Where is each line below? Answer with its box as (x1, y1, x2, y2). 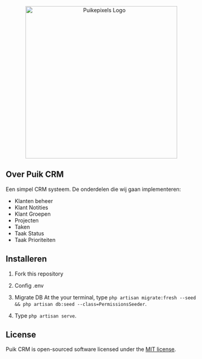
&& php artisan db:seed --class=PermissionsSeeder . (14, 300, 147, 307)
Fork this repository (14, 270, 64, 277)
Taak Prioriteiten (14, 236, 56, 243)
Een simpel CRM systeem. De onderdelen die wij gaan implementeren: (5, 185, 181, 193)
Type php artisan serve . (14, 311, 77, 319)
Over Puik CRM (5, 169, 64, 180)
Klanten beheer (14, 197, 53, 204)
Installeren (5, 254, 47, 265)
